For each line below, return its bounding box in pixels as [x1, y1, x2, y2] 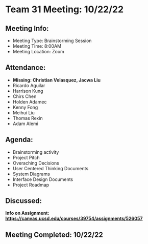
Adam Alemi [12, 120, 38, 127]
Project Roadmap [12, 181, 50, 188]
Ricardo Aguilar [12, 82, 45, 88]
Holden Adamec [12, 98, 47, 105]
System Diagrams [12, 171, 50, 177]
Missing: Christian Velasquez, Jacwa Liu [12, 77, 101, 83]
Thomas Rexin [12, 115, 43, 121]
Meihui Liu [12, 109, 35, 116]
